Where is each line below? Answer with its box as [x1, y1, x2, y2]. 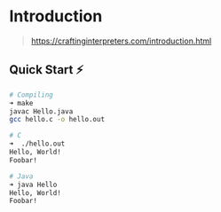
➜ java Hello [9, 180, 58, 189]
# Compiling [9, 90, 53, 99]
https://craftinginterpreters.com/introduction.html [30, 35, 212, 46]
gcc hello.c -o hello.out [9, 115, 105, 124]
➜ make [9, 98, 34, 107]
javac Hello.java [9, 106, 74, 116]
